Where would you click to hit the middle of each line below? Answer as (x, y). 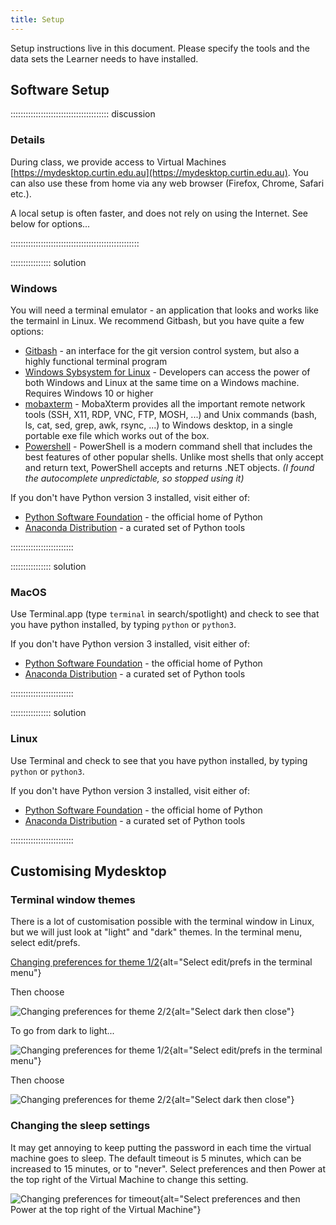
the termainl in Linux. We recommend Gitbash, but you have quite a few (157, 321)
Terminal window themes (73, 899)
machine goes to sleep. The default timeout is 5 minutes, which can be (156, 1158)
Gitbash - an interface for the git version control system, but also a (162, 351)
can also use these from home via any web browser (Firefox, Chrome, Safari (167, 183)
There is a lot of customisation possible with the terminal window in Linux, (162, 922)
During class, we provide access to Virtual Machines (118, 162)
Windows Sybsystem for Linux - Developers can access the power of (167, 372)
